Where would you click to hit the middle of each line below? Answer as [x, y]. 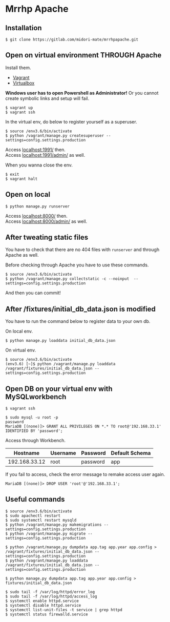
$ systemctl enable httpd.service [42, 601]
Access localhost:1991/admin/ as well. [45, 155]
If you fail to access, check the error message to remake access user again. [85, 474]
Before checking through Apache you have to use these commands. [77, 265]
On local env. [19, 331]
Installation [24, 28]
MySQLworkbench [36, 397]
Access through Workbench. [35, 441]
